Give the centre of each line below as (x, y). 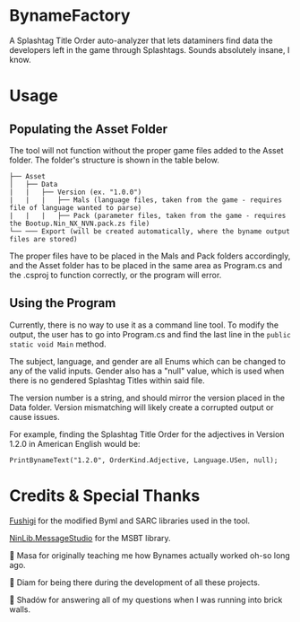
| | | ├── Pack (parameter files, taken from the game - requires (148, 215)
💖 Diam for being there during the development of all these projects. (135, 582)
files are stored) (43, 239)
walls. (20, 609)
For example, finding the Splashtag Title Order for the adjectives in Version (147, 434)
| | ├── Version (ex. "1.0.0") (76, 192)
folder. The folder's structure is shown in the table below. (114, 160)
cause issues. (34, 416)
